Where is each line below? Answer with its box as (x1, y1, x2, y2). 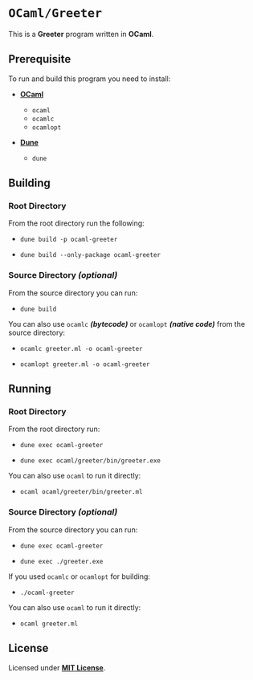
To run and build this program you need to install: (8, 74, 171, 83)
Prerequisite (8, 52, 71, 66)
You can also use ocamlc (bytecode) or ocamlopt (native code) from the (8, 319, 246, 328)
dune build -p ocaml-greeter (19, 235, 118, 244)
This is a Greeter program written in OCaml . (8, 29, 154, 39)
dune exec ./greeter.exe (19, 557, 104, 565)
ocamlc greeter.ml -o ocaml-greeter (19, 344, 143, 352)
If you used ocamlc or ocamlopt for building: (8, 572, 151, 581)
